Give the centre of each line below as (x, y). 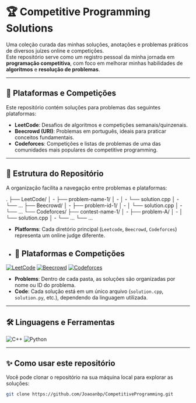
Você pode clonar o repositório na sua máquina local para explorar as (90, 377)
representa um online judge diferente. (60, 235)
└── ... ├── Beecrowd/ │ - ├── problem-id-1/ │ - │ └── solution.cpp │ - (94, 205)
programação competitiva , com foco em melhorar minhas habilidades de (94, 63)
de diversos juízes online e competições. (55, 50)
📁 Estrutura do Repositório (55, 174)
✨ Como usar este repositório (61, 363)
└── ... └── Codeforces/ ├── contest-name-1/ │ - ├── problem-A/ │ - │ (94, 211)
